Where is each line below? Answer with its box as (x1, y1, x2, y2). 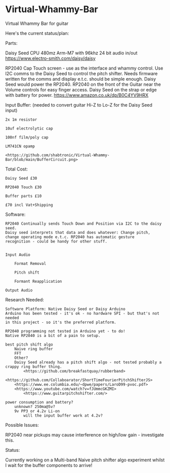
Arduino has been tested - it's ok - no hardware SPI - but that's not (5, 311, 159, 316)
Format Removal (14, 261, 47, 266)
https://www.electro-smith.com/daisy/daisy (5, 55, 96, 61)
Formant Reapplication (14, 279, 62, 284)
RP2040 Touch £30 (5, 184, 42, 190)
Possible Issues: (5, 422, 39, 428)
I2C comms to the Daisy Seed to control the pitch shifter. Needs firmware (5, 70, 158, 77)
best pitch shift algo (5, 342, 53, 347)
